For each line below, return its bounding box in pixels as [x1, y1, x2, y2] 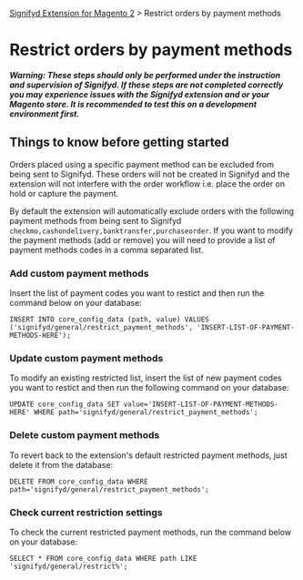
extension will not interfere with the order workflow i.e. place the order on [9, 178, 285, 189]
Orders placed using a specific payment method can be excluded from [9, 158, 275, 169]
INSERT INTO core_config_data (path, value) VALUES [9, 315, 209, 324]
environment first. [9, 108, 80, 119]
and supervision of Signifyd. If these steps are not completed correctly [9, 79, 284, 90]
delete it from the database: [9, 459, 114, 470]
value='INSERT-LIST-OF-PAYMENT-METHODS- [123, 400, 279, 409]
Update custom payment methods [9, 351, 164, 364]
